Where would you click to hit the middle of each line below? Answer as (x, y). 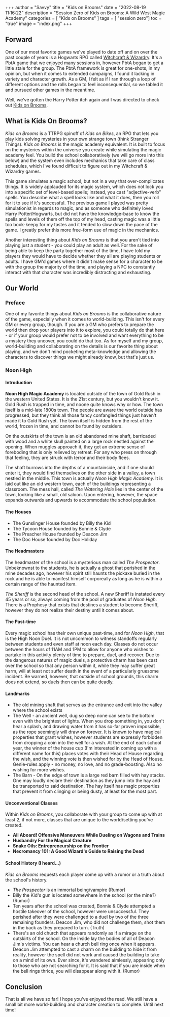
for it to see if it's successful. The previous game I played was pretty (77, 203)
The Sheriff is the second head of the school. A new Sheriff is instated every (85, 594)
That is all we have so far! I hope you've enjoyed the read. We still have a (81, 999)
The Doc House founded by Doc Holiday (55, 539)
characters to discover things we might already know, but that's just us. (80, 357)
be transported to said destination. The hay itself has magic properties (86, 786)
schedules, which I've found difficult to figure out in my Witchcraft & (76, 166)
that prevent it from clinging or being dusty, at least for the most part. (85, 791)
